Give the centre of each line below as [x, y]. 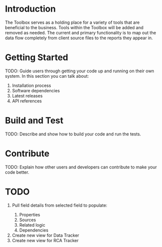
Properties [29, 214]
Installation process [31, 85]
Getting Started [37, 58]
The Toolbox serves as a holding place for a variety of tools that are [72, 22]
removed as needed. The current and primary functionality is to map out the [81, 33]
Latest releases [27, 96]
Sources [28, 220]
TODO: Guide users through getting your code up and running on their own [80, 71]
